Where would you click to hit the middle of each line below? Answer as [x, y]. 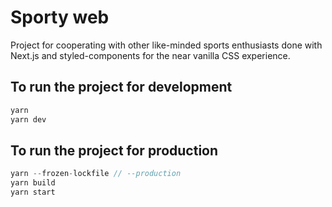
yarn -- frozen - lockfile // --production [96, 174]
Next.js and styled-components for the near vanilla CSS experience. [150, 55]
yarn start [33, 192]
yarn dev [28, 119]
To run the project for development [121, 87]
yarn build [33, 183]
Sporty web [60, 17]
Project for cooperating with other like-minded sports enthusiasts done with [166, 45]
